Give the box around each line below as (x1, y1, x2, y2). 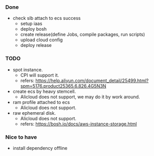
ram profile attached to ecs (12, 99, 70, 105)
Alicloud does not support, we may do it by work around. (20, 93, 140, 100)
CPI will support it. (20, 72, 59, 78)
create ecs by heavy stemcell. (12, 88, 76, 94)
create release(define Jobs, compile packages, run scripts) (20, 32, 145, 38)
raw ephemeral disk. (12, 110, 56, 116)
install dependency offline (12, 145, 68, 151)
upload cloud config (20, 37, 63, 43)
